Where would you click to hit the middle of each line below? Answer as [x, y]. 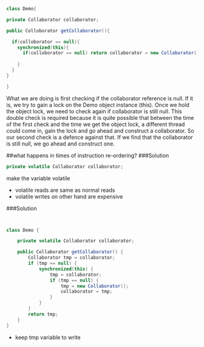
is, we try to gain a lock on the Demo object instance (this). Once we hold [98, 105]
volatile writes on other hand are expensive [69, 196]
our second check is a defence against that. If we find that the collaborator [100, 137]
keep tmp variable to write [48, 337]
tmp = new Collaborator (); [95, 286]
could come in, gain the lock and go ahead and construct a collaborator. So [100, 130]
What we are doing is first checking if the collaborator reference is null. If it [100, 98]
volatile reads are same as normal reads [65, 190]
